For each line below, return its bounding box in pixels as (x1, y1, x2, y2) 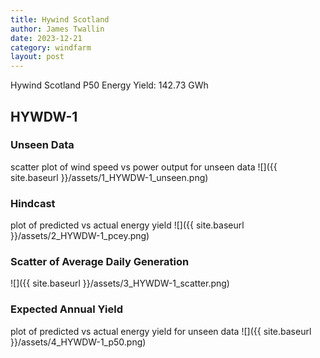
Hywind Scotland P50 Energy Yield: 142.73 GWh (10, 79, 209, 91)
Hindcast (10, 196, 56, 210)
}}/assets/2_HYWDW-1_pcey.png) (10, 230, 150, 242)
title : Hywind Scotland (10, 14, 110, 25)
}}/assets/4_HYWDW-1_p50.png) (10, 336, 147, 348)
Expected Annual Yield (10, 302, 123, 316)
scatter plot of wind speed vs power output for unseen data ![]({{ (10, 161, 278, 173)
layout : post (10, 52, 65, 62)
